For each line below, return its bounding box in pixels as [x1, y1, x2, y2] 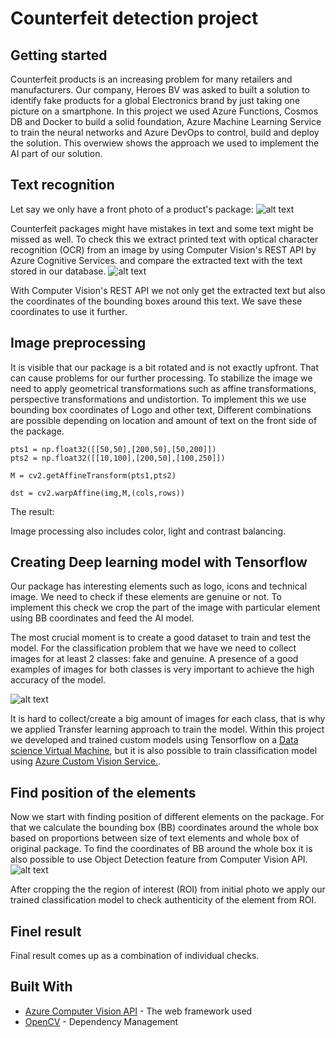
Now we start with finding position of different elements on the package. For [10, 811, 325, 823]
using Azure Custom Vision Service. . [10, 755, 162, 767]
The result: [10, 505, 55, 517]
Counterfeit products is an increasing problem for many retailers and [10, 73, 293, 85]
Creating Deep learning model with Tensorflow [10, 554, 308, 571]
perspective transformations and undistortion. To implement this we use [10, 393, 307, 405]
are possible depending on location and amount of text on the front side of [10, 414, 318, 426]
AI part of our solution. [10, 148, 103, 159]
